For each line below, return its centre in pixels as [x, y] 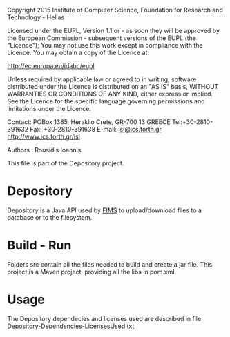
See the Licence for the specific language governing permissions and [106, 101]
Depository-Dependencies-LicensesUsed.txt [71, 326]
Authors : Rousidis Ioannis [44, 150]
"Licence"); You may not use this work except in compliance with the [105, 45]
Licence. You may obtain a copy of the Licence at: [78, 52]
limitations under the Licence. [49, 109]
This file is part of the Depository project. [66, 163]
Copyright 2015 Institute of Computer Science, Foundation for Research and [115, 10]
